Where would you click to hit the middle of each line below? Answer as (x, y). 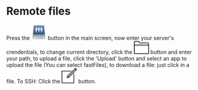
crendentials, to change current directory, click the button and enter (99, 52)
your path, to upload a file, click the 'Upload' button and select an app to (97, 58)
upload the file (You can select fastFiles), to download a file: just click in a (98, 65)
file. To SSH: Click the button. (51, 81)
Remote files (38, 11)
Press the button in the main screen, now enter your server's (90, 38)
